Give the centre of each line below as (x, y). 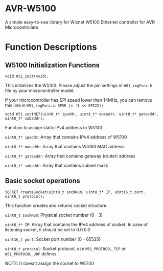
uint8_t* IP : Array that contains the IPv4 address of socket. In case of (76, 224)
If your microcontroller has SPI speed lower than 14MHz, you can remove (79, 100)
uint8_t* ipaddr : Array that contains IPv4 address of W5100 (66, 137)
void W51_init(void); (27, 76)
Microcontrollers (22, 27)
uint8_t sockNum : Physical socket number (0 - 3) (54, 215)
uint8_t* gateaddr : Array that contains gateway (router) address (70, 156)
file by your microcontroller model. (40, 90)
